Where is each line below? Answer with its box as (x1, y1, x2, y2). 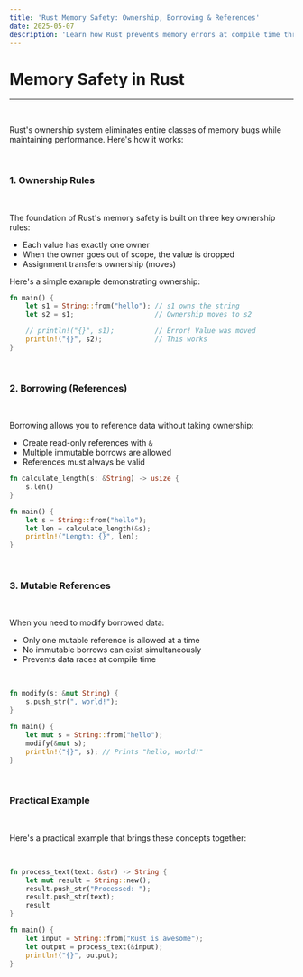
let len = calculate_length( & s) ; (25, 524, 151, 533)
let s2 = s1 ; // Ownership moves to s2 (25, 310, 252, 319)
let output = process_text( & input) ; (25, 942, 164, 952)
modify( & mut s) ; (25, 739, 87, 748)
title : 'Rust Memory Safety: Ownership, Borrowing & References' (9, 13, 260, 23)
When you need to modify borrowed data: (9, 617, 165, 628)
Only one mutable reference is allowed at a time (22, 635, 200, 646)
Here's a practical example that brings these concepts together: (9, 832, 246, 843)
